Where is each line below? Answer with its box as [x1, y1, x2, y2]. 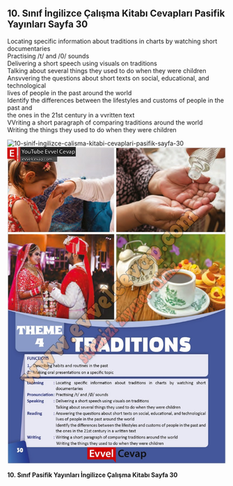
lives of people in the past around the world [7, 88, 132, 97]
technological [7, 81, 47, 90]
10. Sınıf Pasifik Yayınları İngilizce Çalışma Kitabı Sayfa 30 [7, 471, 178, 479]
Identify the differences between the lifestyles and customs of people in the [7, 96, 225, 104]
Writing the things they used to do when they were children [7, 125, 177, 133]
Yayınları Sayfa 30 [7, 19, 88, 31]
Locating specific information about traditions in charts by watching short [7, 37, 218, 45]
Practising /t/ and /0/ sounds [7, 51, 90, 60]
